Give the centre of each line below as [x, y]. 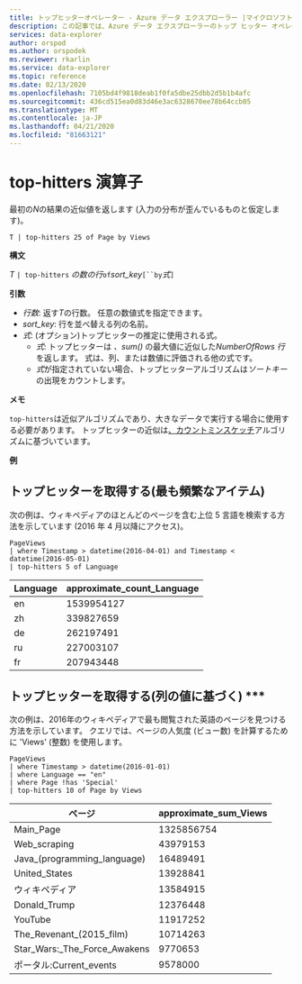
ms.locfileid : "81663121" [58, 135]
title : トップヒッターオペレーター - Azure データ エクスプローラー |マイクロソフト [151, 18]
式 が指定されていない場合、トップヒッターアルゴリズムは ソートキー [161, 369]
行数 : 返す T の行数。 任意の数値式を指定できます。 [115, 313]
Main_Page [37, 830]
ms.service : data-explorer [60, 68]
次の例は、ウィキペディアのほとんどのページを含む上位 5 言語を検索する [143, 515]
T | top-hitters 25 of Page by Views [80, 237]
